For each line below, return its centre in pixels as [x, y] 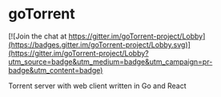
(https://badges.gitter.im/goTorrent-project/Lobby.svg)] [99, 44]
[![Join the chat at [38, 36]
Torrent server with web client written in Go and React [97, 86]
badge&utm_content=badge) [56, 70]
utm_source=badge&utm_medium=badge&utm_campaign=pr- [110, 62]
